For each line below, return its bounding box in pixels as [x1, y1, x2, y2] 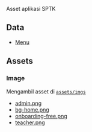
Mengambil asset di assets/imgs [6, 87, 86, 95]
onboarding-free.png [14, 112, 67, 119]
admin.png [14, 99, 42, 107]
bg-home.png [14, 105, 49, 113]
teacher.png [14, 119, 45, 126]
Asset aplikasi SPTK [6, 5, 56, 12]
